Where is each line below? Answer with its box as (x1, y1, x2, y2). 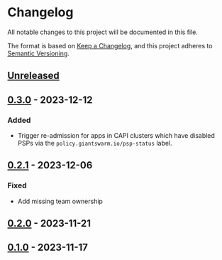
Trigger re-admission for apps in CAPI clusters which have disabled (17, 131, 215, 140)
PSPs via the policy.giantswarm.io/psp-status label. (17, 139, 172, 148)
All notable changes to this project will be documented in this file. (7, 28, 199, 36)
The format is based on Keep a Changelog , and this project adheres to (7, 41, 213, 50)
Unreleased (7, 70, 60, 82)
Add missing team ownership (17, 197, 103, 205)
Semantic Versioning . (7, 49, 70, 58)
